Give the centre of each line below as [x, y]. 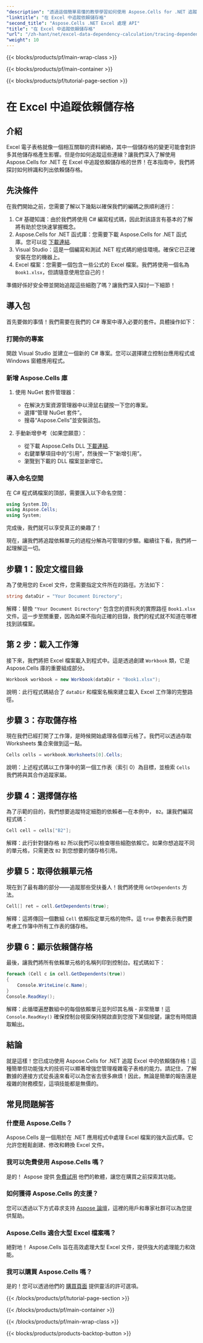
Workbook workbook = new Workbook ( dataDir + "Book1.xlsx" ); [84, 679]
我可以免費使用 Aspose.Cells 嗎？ [56, 1162]
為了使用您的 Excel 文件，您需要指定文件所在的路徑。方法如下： [86, 584]
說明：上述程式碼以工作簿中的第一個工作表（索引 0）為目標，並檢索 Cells [98, 767]
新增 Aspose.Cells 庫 [37, 378]
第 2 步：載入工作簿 [43, 645]
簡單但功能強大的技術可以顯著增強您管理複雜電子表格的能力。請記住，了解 [104, 1068]
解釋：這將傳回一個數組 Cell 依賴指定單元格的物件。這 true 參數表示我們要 [100, 919]
